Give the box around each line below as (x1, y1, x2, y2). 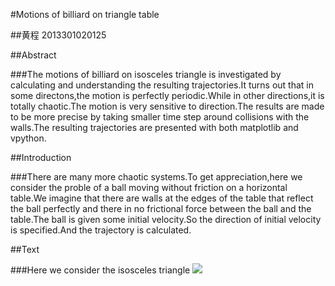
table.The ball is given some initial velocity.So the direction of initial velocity (10, 214, 322, 225)
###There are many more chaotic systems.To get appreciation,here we (10, 171, 303, 183)
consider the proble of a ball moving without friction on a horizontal (10, 182, 288, 193)
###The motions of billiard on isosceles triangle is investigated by (10, 69, 282, 80)
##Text (10, 244, 40, 255)
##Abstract (10, 49, 57, 61)
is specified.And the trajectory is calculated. (10, 224, 192, 236)
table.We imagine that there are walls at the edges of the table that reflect (10, 192, 314, 204)
